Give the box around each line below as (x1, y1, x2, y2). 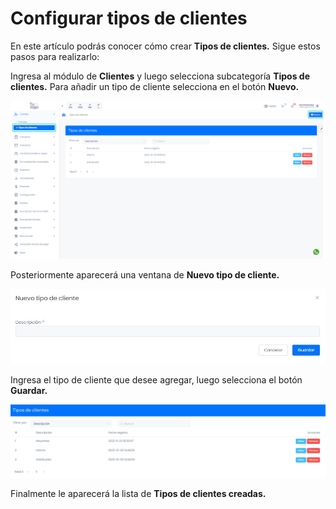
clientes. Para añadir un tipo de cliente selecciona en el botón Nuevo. (10, 80, 300, 92)
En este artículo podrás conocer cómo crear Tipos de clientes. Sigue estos (10, 40, 321, 52)
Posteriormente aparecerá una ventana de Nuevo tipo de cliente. (10, 269, 280, 281)
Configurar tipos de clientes (10, 7, 248, 30)
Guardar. (10, 385, 48, 397)
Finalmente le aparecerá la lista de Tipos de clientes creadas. (10, 488, 267, 500)
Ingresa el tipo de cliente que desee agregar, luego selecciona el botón (10, 374, 303, 386)
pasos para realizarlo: (10, 50, 100, 62)
